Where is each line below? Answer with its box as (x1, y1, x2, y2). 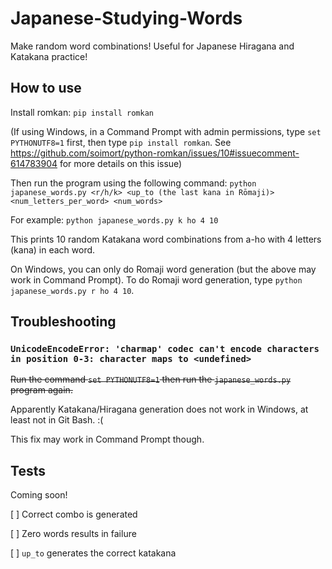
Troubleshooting (10, 313, 117, 331)
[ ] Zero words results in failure (10, 528, 137, 540)
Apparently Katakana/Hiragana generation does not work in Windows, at (10, 403, 309, 416)
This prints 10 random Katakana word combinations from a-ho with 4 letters (10, 233, 322, 245)
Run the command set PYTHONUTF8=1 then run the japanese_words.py (10, 373, 292, 386)
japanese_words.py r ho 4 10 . (10, 284, 135, 296)
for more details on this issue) (59, 157, 183, 169)
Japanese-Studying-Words (10, 7, 243, 30)
